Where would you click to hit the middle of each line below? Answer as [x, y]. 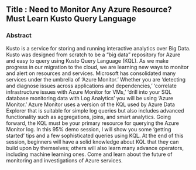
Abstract [19, 36]
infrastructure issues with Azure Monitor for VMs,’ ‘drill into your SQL [89, 92]
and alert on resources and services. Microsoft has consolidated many [91, 73]
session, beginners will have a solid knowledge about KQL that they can [92, 142]
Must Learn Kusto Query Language [71, 19]
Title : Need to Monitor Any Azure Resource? [89, 10]
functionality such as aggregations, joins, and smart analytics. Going [89, 117]
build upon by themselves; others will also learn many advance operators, [95, 148]
